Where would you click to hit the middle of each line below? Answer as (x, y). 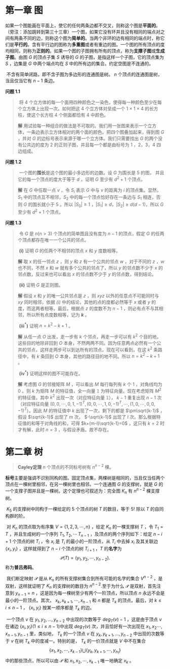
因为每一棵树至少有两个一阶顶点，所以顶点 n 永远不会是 (107, 593)
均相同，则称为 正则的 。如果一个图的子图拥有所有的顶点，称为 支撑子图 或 (80, 51)
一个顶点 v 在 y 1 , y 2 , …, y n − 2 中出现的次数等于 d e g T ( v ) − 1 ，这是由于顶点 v (84, 620)
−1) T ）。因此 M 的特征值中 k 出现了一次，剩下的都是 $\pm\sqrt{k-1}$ (88, 410)
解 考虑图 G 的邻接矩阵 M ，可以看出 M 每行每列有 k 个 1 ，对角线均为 (90, 384)
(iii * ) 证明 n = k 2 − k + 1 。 (46, 325)
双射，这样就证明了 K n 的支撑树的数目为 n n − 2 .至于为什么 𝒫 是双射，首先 (81, 586)
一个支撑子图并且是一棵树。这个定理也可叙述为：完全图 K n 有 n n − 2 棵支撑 (82, 491)
